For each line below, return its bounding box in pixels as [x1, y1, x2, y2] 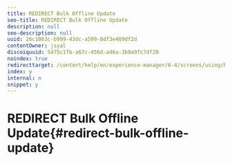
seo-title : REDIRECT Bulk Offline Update [7, 17, 128, 24]
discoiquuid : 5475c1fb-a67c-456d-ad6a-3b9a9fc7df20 [7, 49, 159, 56]
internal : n [7, 74, 41, 82]
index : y [7, 68, 32, 75]
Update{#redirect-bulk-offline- [7, 125, 189, 141]
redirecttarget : [7, 62, 54, 69]
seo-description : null [7, 29, 72, 37]
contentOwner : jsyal [7, 42, 67, 49]
